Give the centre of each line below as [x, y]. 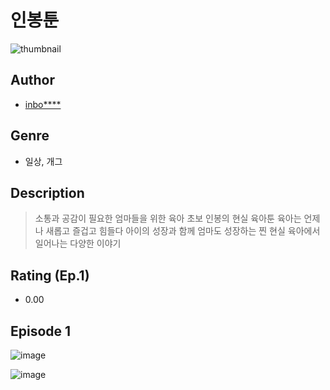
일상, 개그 [43, 161]
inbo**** [43, 104]
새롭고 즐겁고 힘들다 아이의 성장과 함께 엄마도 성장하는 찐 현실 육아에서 [183, 231]
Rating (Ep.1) [50, 275]
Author [32, 80]
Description [47, 192]
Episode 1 [41, 331]
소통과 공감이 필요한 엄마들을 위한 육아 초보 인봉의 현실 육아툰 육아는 [168, 218]
